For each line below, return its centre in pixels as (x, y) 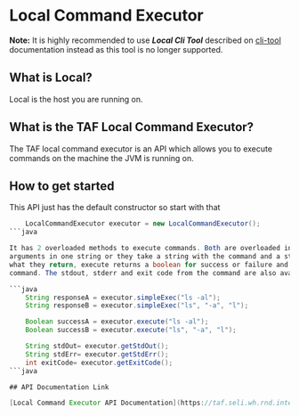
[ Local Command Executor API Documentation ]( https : (107, 403)
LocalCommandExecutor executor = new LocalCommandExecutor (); (143, 224)
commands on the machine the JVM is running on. (101, 158)
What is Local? (51, 78)
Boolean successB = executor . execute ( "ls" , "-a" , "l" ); (131, 330)
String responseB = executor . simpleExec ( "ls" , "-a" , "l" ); (137, 306)
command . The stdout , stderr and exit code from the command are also (143, 273)
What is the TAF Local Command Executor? (132, 127)
